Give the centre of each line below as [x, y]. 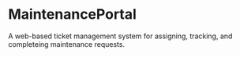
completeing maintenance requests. [66, 44]
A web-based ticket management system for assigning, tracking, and [120, 36]
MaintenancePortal [72, 14]
